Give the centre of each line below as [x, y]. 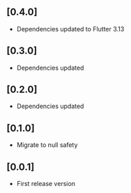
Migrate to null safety [47, 145]
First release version [46, 184]
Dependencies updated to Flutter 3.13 [70, 29]
